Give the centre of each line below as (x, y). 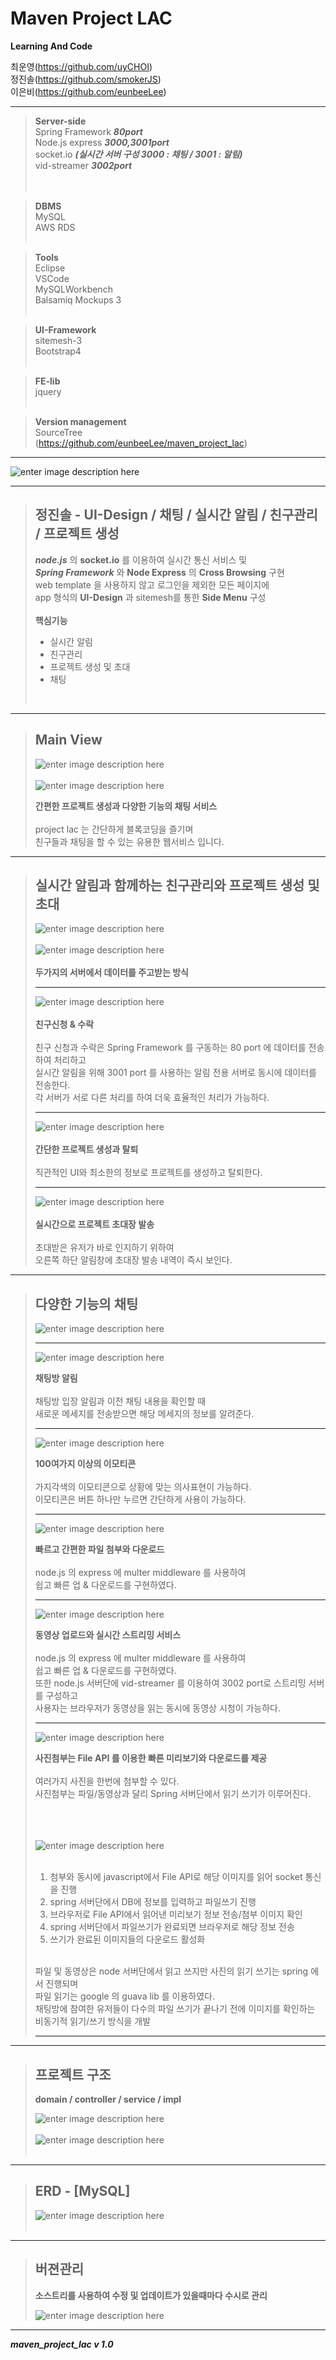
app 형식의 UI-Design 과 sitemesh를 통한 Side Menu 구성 (150, 597)
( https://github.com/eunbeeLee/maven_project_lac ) (141, 443)
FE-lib (47, 381)
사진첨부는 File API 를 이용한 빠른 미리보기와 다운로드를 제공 (151, 1758)
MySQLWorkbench (73, 289)
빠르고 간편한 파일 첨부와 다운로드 (99, 1549)
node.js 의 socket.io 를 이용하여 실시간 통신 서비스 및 (141, 559)
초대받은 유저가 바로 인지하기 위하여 (104, 1248)
